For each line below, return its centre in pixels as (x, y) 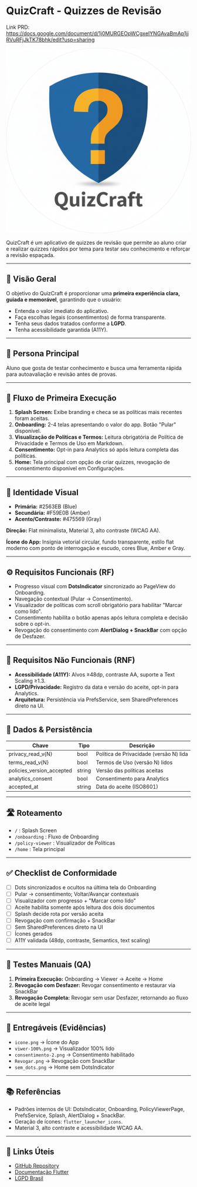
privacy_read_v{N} (30, 754)
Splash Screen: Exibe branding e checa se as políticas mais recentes (98, 412)
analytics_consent (30, 779)
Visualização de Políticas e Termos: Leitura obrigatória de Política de (99, 437)
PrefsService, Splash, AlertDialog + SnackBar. (70, 1115)
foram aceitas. (32, 418)
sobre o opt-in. (33, 624)
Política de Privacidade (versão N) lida (142, 754)
